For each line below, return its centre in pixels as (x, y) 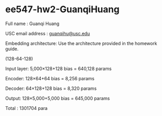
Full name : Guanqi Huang (32, 24)
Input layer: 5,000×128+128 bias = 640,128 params (59, 68)
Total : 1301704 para (26, 108)
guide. (12, 49)
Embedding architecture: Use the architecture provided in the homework (81, 43)
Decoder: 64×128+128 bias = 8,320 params (51, 88)
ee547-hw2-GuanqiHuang (62, 9)
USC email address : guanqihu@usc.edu (48, 33)
